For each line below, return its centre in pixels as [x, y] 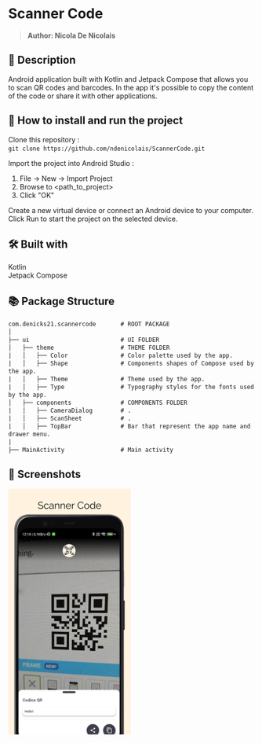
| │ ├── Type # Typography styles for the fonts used [131, 387]
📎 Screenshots [45, 474]
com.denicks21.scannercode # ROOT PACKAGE [89, 324]
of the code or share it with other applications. [83, 96]
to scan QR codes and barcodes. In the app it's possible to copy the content [131, 87]
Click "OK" [37, 195]
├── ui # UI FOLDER [84, 340]
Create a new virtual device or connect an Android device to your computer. [131, 210]
